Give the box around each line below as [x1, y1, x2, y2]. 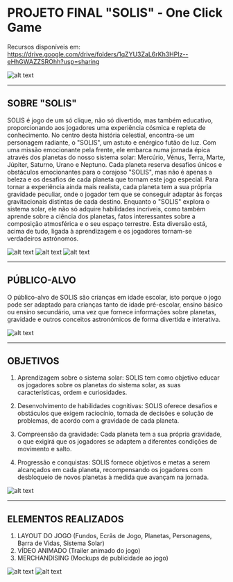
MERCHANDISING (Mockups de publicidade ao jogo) [17, 554, 169, 563]
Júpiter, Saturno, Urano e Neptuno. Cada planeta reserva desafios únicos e [7, 160, 223, 168]
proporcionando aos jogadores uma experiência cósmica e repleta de [7, 123, 206, 131]
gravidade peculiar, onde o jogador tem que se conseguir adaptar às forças [7, 190, 223, 198]
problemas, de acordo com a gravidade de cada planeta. [17, 417, 180, 425]
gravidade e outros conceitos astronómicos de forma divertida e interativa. [7, 315, 221, 323]
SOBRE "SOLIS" [7, 97, 77, 109]
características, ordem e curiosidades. [17, 388, 128, 397]
